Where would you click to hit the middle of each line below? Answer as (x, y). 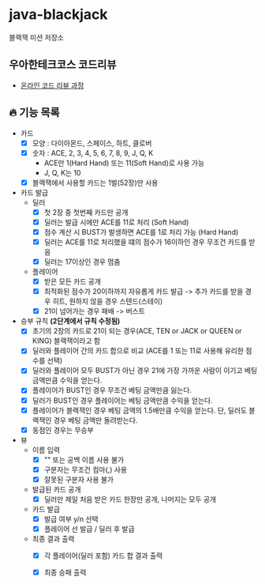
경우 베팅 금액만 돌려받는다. (95, 420)
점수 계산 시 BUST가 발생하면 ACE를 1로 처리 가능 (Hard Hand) (141, 232)
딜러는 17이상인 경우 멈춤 (82, 262)
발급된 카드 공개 (56, 489)
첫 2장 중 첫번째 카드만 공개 (86, 212)
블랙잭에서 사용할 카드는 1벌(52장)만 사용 (95, 183)
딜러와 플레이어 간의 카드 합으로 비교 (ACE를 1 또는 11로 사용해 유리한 (138, 351)
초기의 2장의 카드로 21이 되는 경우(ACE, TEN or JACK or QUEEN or (137, 331)
